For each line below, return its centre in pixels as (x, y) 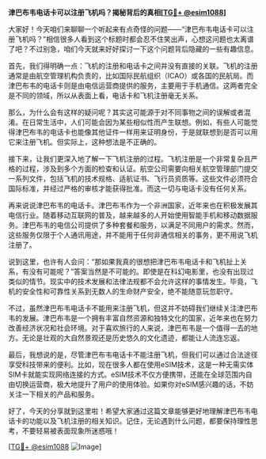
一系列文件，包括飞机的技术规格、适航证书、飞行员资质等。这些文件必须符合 (133, 178)
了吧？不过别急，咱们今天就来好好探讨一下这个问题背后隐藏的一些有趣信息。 (133, 49)
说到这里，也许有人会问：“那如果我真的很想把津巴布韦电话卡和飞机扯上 (124, 262)
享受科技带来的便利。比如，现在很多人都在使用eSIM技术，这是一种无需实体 (131, 364)
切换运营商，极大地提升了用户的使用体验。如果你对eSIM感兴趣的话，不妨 (134, 384)
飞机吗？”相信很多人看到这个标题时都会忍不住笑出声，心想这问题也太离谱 (135, 39)
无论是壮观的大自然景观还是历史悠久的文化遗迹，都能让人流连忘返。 (133, 338)
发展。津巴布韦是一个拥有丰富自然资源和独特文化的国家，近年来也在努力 (140, 318)
